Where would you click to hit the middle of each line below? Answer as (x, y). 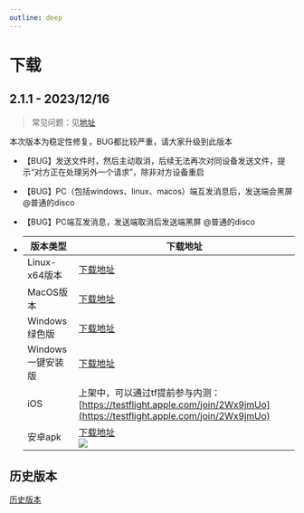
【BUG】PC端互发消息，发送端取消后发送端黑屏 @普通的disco (139, 222)
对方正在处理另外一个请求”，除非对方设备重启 (119, 172)
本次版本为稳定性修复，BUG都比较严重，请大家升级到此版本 (121, 141)
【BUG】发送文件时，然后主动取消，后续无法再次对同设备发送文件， (150, 160)
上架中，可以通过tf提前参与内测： (150, 393)
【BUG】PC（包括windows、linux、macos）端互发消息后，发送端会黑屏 (157, 191)
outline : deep (36, 18)
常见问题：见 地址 (63, 122)
